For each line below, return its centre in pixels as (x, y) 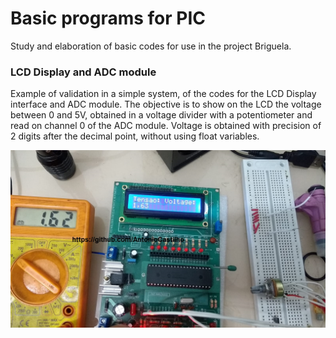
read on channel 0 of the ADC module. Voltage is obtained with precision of (166, 126)
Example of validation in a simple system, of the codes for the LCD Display (163, 94)
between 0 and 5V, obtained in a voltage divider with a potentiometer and (161, 115)
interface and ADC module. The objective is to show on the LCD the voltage (166, 104)
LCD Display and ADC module (83, 72)
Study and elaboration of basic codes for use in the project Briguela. (151, 46)
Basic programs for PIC (108, 18)
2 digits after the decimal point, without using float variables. (135, 136)
